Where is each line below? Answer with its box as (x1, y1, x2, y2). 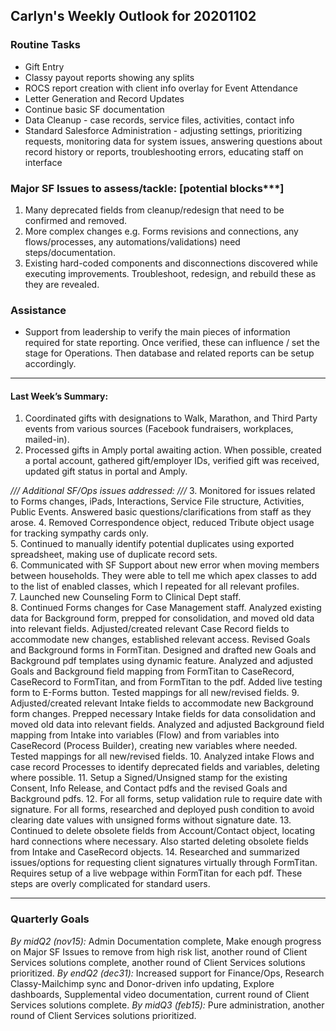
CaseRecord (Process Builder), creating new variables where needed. (10, 740, 298, 752)
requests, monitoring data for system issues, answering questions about (24, 135, 323, 147)
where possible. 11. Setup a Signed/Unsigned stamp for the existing (10, 772, 288, 784)
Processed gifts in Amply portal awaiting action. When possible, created (24, 444, 322, 456)
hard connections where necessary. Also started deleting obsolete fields (10, 835, 309, 848)
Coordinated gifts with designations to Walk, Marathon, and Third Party (24, 412, 318, 424)
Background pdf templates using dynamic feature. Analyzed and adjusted (10, 655, 314, 667)
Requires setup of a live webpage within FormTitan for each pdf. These (10, 867, 303, 879)
